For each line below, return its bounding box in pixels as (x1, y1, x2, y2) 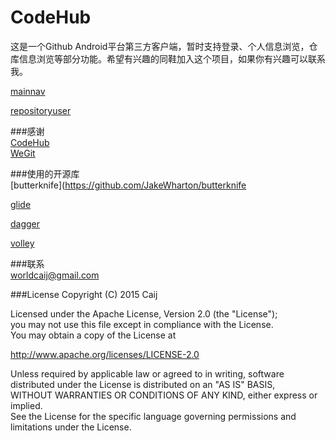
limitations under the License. (10, 421, 132, 433)
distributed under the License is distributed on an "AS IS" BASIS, (10, 378, 276, 390)
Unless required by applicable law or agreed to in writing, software (10, 367, 285, 380)
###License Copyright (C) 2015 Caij (10, 288, 158, 300)
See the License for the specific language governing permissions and (10, 410, 297, 422)
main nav (10, 85, 46, 97)
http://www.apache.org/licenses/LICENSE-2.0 (10, 348, 200, 360)
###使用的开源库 (10, 167, 80, 180)
